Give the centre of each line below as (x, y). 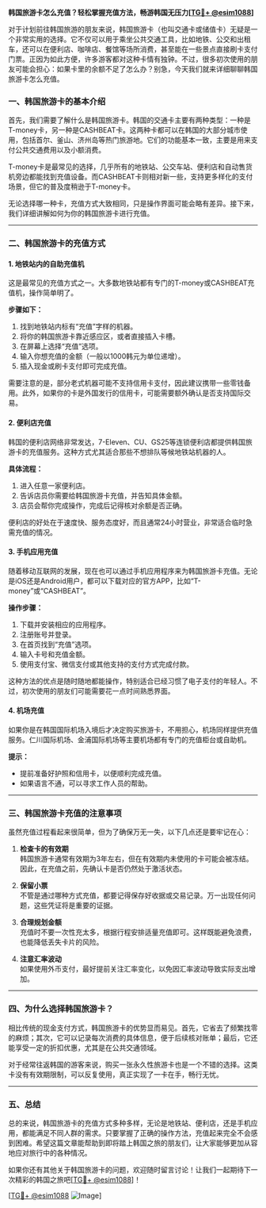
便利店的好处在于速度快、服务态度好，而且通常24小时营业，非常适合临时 (127, 522)
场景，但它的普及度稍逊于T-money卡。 (72, 187)
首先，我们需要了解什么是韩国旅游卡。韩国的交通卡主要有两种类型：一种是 (129, 120)
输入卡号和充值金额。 (54, 654)
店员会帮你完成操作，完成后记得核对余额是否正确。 (103, 505)
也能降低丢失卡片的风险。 (61, 942)
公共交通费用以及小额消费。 (60, 150)
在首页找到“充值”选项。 (58, 644)
